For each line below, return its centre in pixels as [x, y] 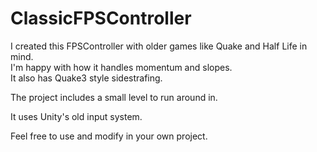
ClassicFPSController [101, 18]
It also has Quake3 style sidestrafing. [86, 78]
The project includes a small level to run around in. [114, 97]
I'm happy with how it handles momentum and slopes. [121, 67]
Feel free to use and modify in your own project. [109, 136]
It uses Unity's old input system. [76, 116]
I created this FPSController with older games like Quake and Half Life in [159, 46]
